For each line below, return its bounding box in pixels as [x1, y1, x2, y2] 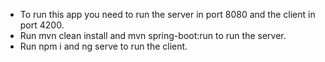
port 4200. [19, 19, 65, 31]
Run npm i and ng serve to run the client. [19, 40, 188, 52]
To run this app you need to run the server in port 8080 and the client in [19, 9, 316, 20]
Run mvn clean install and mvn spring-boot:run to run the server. [19, 30, 287, 41]
